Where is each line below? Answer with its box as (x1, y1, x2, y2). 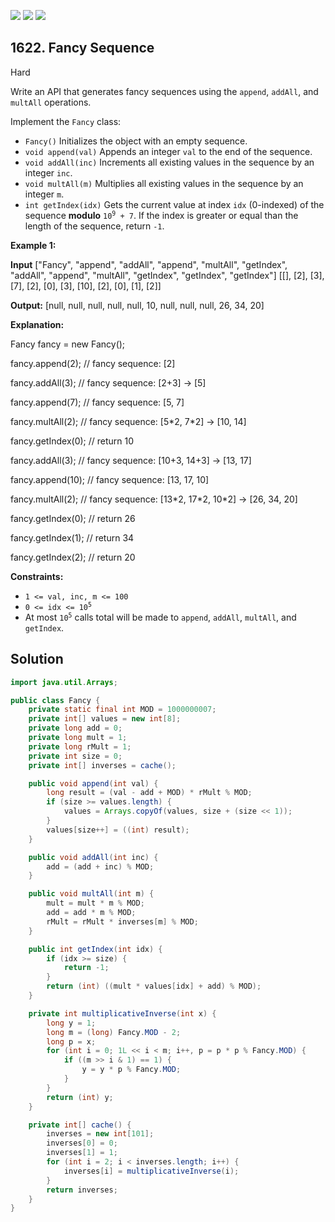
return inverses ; (46, 1185, 118, 1195)
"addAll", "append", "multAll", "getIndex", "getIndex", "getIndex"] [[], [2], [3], (10, 269, 325, 281)
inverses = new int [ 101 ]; (46, 1129, 155, 1139)
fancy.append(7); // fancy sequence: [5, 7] (10, 396, 185, 408)
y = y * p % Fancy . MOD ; (81, 1065, 182, 1075)
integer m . (24, 188, 65, 200)
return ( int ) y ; (46, 1092, 114, 1102)
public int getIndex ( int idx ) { (28, 944, 163, 954)
